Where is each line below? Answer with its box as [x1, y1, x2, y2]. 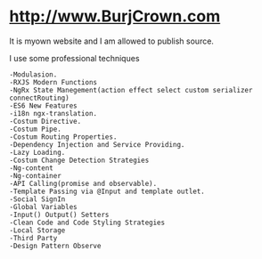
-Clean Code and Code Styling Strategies [9, 218, 166, 227]
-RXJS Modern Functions [9, 77, 98, 86]
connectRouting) [9, 93, 70, 102]
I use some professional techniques [9, 53, 140, 63]
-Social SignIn [9, 194, 66, 204]
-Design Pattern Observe [9, 241, 102, 250]
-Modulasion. [9, 69, 58, 79]
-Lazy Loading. [9, 148, 66, 157]
